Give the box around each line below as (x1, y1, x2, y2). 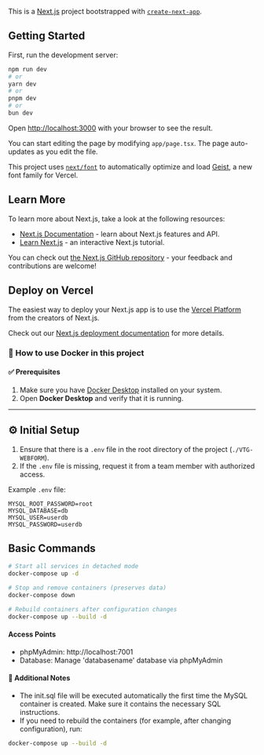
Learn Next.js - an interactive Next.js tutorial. (19, 237, 165, 246)
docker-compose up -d (8, 570, 79, 578)
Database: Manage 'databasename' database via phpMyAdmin (19, 655, 223, 665)
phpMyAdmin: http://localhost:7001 (19, 647, 134, 656)
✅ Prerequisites (8, 367, 60, 377)
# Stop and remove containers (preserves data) (8, 584, 167, 592)
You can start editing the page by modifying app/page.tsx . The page (8, 138, 229, 148)
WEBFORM (19, 454, 45, 462)
